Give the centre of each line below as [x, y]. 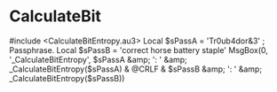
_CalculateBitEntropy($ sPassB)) [67, 78]
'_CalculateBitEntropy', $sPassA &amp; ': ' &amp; [99, 59]
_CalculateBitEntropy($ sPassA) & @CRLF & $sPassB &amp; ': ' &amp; [136, 69]
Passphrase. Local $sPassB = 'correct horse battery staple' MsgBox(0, [139, 50]
